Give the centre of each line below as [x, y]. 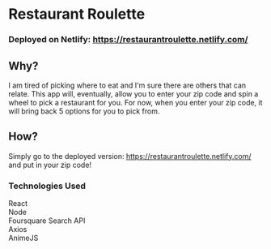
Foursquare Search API [47, 221]
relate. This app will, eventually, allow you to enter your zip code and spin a [133, 93]
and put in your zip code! [50, 165]
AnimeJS [23, 238]
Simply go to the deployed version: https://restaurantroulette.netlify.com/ [130, 156]
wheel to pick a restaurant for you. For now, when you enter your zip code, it [135, 102]
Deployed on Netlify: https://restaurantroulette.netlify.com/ [128, 40]
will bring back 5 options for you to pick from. [84, 111]
